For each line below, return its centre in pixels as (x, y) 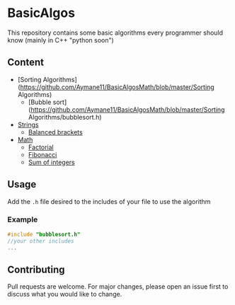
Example (23, 219)
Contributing (36, 269)
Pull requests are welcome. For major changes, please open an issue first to (118, 287)
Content (26, 63)
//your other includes (41, 241)
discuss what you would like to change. (65, 294)
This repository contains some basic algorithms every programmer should (115, 33)
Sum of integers (52, 162)
